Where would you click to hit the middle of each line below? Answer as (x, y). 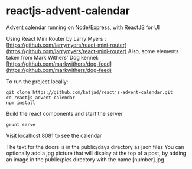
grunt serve (21, 124)
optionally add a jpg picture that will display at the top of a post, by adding (96, 153)
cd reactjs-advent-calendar (41, 97)
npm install (21, 103)
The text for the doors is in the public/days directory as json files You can (95, 147)
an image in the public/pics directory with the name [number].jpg (85, 159)
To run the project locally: (37, 82)
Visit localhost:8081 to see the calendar (54, 135)
